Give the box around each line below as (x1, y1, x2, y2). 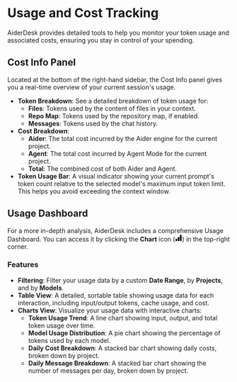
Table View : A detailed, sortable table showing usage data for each (17, 291, 214, 299)
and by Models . (17, 283, 64, 292)
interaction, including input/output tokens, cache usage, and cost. (17, 298, 210, 307)
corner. (7, 242, 28, 251)
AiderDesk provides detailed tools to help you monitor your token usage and (7, 28, 229, 37)
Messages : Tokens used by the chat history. (28, 119, 158, 128)
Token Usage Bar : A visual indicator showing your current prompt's (17, 172, 214, 180)
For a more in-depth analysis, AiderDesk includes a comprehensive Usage (7, 226, 224, 235)
